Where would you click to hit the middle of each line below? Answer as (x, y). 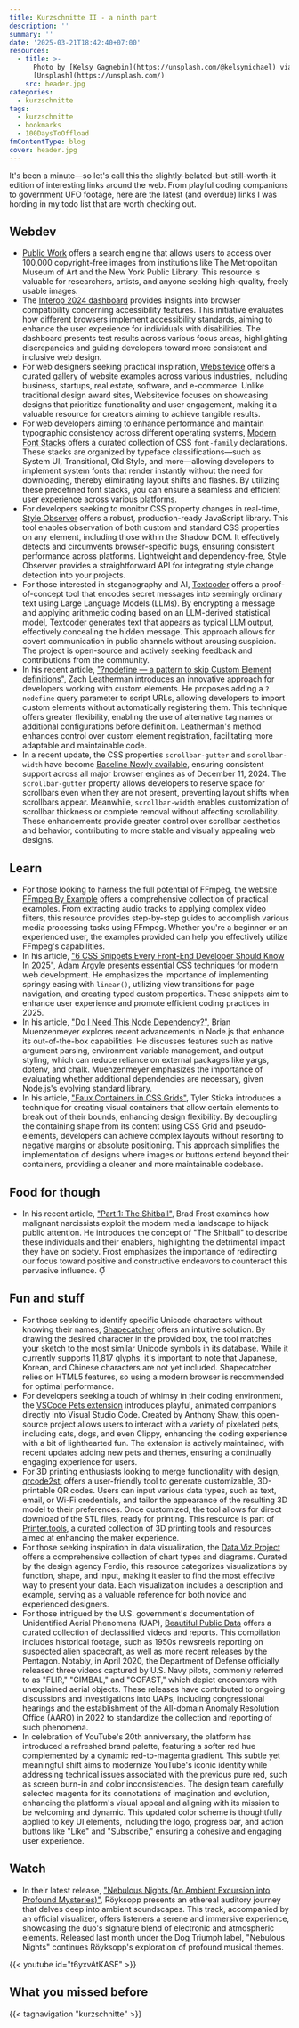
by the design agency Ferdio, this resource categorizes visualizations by (154, 1566)
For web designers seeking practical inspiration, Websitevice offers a (149, 367)
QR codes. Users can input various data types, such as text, (167, 1490)
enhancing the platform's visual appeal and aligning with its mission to (151, 1803)
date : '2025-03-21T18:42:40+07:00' (75, 42)
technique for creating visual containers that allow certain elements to (150, 1108)
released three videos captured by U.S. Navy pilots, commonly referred (153, 1670)
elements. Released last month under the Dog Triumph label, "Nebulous (154, 1937)
